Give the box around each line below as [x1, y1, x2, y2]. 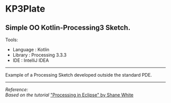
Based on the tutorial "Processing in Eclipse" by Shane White [5, 92, 134, 98]
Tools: [5, 37, 18, 43]
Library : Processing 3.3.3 [12, 52, 67, 58]
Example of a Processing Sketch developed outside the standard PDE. [5, 72, 152, 78]
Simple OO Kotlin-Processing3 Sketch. [5, 23, 131, 32]
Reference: [5, 87, 28, 92]
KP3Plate [5, 3, 46, 15]
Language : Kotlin [12, 47, 50, 52]
